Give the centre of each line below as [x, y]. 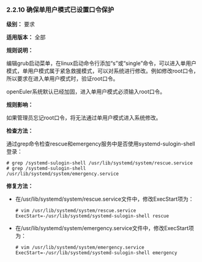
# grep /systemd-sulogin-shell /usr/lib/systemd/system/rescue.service [99, 163]
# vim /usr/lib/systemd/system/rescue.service [76, 211]
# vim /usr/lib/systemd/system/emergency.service [80, 248]
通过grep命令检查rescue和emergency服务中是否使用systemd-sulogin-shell [101, 144]
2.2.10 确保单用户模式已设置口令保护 [60, 9]
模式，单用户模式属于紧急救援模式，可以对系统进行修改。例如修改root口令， [103, 71]
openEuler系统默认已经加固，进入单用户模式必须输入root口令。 [86, 92]
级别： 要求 [21, 24]
